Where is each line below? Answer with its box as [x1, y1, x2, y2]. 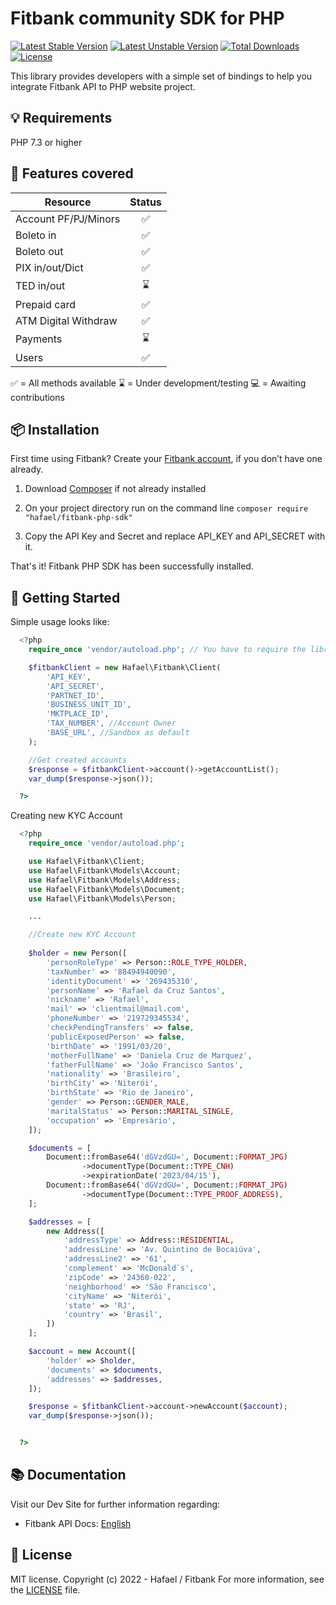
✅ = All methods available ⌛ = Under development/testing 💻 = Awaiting [10, 377, 307, 389]
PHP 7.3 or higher [10, 136, 83, 148]
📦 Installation [10, 421, 100, 438]
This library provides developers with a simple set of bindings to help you [10, 70, 313, 82]
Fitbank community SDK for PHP [10, 7, 285, 30]
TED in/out [15, 279, 66, 293]
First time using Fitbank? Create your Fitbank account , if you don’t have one [10, 453, 323, 465]
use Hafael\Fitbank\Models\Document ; [28, 884, 186, 894]
